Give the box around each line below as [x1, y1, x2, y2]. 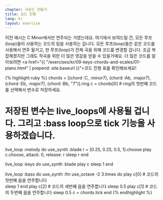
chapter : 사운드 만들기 [5, 7, 47, 12]
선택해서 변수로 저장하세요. [10, 87, 61, 93]
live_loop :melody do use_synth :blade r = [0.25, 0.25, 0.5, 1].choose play [5, 147, 152, 153]
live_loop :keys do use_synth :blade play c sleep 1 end [5, 161, 114, 167]
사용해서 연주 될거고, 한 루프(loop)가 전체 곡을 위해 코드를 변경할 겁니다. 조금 [5, 47, 151, 53]
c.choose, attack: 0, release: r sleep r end [5, 152, 89, 158]
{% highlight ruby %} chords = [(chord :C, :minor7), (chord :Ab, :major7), [5, 75, 151, 81]
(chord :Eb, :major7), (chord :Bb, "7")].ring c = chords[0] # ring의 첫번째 [5, 81, 148, 87]
